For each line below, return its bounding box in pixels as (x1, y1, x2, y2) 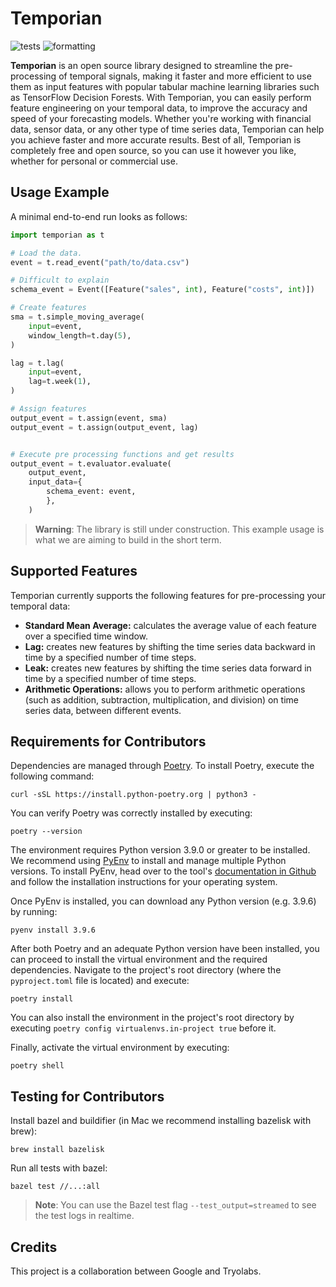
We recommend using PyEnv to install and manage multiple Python (10, 855, 287, 867)
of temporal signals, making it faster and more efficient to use (58, 70, 312, 82)
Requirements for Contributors (10, 733, 207, 750)
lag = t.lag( (10, 358, 65, 368)
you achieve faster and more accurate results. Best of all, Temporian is (10, 133, 302, 146)
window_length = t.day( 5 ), (28, 330, 132, 341)
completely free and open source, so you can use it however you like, (10, 144, 297, 156)
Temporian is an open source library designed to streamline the (10, 59, 273, 71)
